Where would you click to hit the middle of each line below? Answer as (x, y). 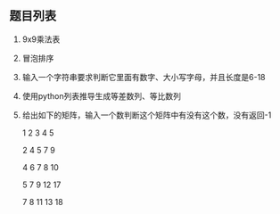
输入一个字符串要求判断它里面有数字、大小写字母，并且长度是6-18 (144, 77)
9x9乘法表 (41, 39)
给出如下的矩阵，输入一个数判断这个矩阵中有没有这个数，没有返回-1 (147, 115)
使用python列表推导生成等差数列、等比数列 (101, 95)
